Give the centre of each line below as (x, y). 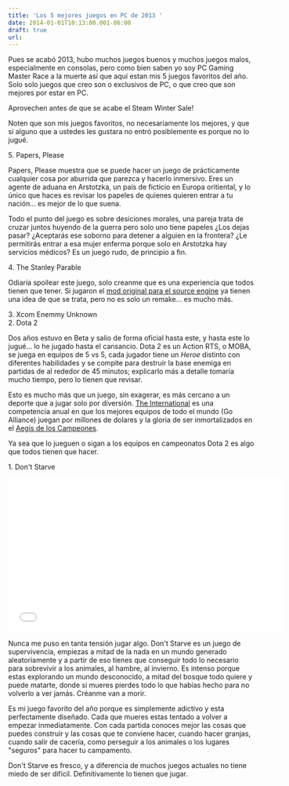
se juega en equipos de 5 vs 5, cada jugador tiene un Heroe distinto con (124, 355)
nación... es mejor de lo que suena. (65, 204)
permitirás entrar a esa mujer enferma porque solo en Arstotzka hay (117, 244)
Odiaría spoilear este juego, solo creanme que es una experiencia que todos (131, 282)
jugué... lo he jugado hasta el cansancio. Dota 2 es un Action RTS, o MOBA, (130, 347)
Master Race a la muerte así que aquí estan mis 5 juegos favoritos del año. (128, 76)
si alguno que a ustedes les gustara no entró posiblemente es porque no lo (129, 132)
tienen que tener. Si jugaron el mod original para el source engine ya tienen (129, 291)
